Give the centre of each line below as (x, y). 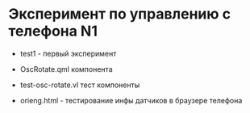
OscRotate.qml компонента (66, 69)
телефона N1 (53, 31)
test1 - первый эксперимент (68, 53)
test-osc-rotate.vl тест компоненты (80, 85)
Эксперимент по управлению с (120, 14)
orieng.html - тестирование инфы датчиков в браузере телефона (131, 100)
